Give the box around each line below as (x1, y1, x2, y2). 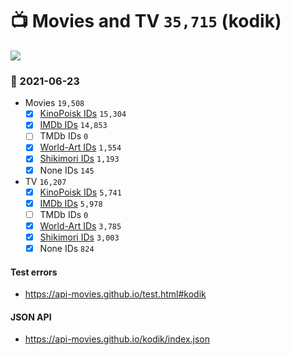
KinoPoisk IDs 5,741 (39, 186, 122, 198)
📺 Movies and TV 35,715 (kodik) (10, 10, 282, 33)
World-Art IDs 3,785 (39, 219, 122, 232)
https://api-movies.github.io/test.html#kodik (24, 288, 207, 300)
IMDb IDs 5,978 (39, 197, 103, 209)
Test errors (10, 266, 58, 278)
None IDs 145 (39, 164, 95, 176)
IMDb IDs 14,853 (39, 119, 108, 131)
